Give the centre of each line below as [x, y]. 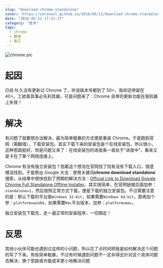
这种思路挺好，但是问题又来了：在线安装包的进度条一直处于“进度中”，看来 [79, 150]
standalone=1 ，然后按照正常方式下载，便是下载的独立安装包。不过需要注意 [80, 190]
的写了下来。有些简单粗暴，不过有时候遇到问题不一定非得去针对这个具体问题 [81, 254]
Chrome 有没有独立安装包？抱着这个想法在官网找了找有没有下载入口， [75, 166]
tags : [10, 28]
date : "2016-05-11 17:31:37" [34, 18]
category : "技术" [22, 23]
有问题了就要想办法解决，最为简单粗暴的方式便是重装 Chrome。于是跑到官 [80, 138]
